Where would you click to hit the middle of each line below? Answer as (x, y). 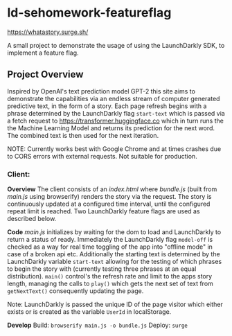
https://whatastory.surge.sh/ (48, 32)
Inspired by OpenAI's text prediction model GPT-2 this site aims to (101, 91)
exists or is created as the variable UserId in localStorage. (89, 312)
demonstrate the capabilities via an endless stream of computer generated (114, 98)
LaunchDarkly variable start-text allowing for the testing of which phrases (115, 262)
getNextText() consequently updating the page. (75, 291)
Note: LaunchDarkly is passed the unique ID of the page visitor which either (115, 304)
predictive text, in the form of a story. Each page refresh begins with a (107, 106)
